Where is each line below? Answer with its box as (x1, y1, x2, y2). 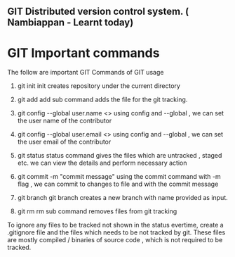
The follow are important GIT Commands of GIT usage (7, 68, 164, 77)
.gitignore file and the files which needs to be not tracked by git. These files (7, 228, 226, 237)
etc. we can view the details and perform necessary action (17, 158, 187, 168)
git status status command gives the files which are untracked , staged (17, 151, 222, 160)
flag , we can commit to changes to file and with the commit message (17, 180, 219, 189)
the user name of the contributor (17, 116, 112, 125)
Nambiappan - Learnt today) (7, 17, 134, 29)
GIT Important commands (7, 45, 160, 61)
